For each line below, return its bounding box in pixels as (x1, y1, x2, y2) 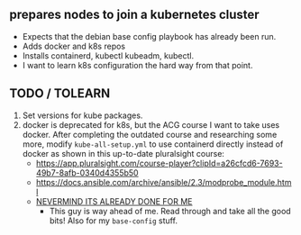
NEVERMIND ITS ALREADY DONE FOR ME (35, 195, 193, 206)
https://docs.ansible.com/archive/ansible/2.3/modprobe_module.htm (35, 176, 292, 187)
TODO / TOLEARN (9, 86, 111, 102)
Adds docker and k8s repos (22, 41, 126, 51)
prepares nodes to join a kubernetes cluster (9, 7, 260, 23)
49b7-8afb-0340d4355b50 (35, 167, 139, 178)
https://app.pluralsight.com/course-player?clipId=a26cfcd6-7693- (35, 158, 283, 168)
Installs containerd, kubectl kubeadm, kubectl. (22, 50, 195, 61)
